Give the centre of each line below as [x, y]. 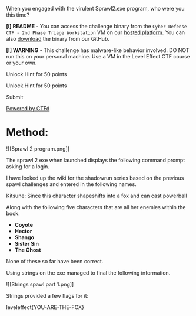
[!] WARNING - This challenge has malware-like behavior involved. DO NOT [98, 50]
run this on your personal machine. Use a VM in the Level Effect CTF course [98, 56]
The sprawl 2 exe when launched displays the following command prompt [96, 160]
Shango [24, 237]
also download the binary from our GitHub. [58, 39]
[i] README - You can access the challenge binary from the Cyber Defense [97, 26]
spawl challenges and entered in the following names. [71, 184]
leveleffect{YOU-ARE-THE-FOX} [45, 307]
